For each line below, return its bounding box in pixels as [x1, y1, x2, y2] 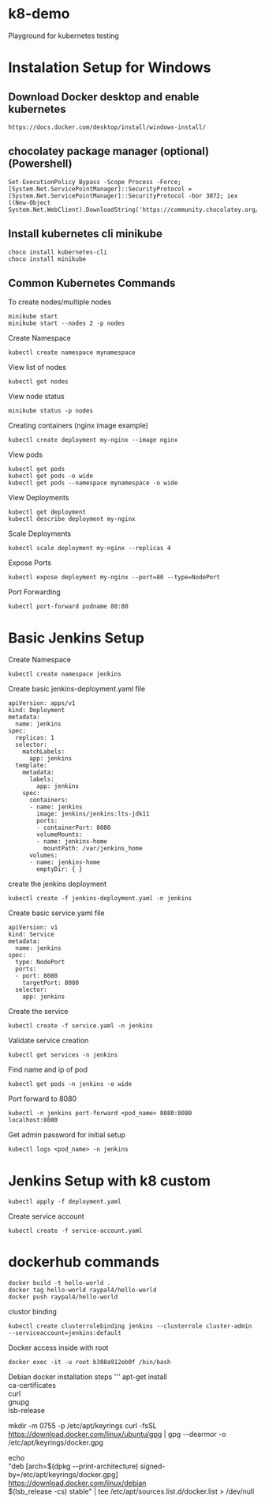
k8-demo [8, 5, 70, 23]
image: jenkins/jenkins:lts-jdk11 [36, 810, 150, 818]
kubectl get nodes [8, 378, 69, 386]
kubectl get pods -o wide [8, 472, 93, 481]
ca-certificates [8, 1381, 57, 1390]
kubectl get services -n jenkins [8, 1051, 118, 1059]
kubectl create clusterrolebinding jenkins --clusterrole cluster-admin [8, 1322, 252, 1330]
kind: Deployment [8, 707, 65, 714]
